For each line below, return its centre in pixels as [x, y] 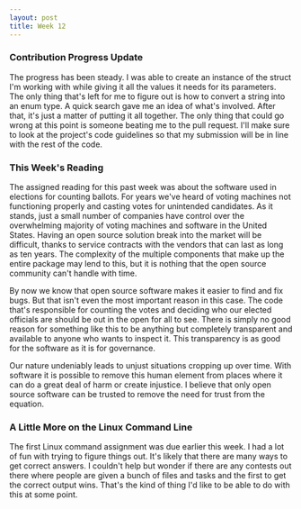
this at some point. [44, 495]
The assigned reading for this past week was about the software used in [143, 187]
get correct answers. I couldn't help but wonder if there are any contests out [150, 466]
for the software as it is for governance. [82, 349]
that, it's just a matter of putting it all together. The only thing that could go [147, 115]
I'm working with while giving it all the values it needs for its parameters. [143, 86]
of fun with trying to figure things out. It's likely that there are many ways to [149, 457]
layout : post [34, 18]
